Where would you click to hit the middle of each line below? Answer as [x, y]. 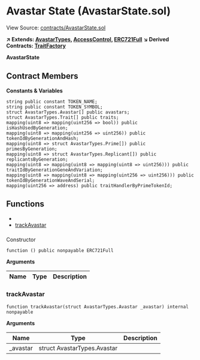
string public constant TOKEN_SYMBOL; [54, 107]
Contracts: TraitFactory [36, 46]
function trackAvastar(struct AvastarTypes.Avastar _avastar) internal [97, 307]
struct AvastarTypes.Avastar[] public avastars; [68, 112]
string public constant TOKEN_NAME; [52, 101]
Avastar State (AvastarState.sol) [88, 11]
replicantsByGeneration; [37, 159]
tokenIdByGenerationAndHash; [43, 138]
